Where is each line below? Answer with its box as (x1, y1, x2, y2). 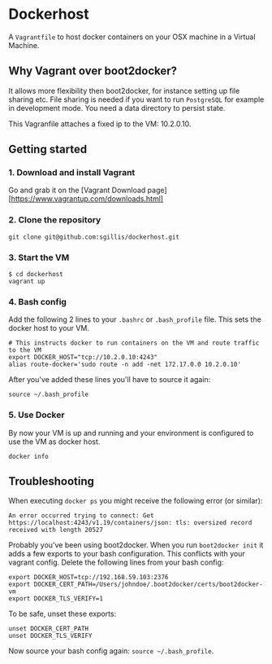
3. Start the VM (8, 252, 70, 263)
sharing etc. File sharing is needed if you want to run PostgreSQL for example (8, 95, 265, 104)
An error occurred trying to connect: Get (8, 512, 154, 520)
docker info (8, 452, 49, 460)
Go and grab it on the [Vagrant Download (8, 185, 146, 196)
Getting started (8, 143, 88, 156)
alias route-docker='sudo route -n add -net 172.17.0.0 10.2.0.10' (8, 360, 242, 369)
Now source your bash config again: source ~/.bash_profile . (8, 646, 214, 656)
